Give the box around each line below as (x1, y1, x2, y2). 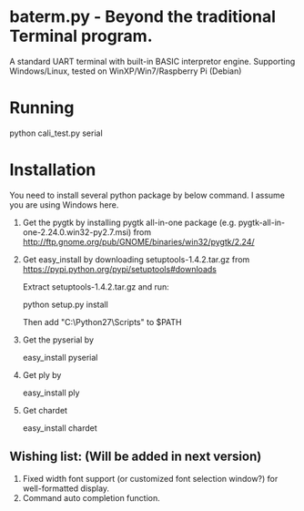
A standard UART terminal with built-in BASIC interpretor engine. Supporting (9, 56, 296, 66)
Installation (9, 159, 96, 180)
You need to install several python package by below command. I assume (9, 189, 285, 200)
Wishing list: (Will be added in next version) (9, 449, 262, 465)
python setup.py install (22, 299, 109, 310)
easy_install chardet (22, 422, 97, 434)
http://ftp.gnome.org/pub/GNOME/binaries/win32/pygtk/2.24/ (22, 236, 255, 247)
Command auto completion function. (22, 492, 161, 503)
